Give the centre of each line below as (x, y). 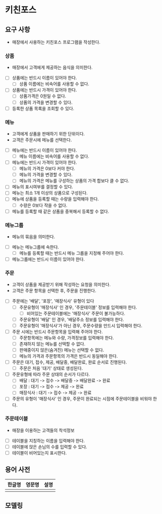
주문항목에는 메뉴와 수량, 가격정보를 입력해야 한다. (66, 338)
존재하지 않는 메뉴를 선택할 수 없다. (52, 343)
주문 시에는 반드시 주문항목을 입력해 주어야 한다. (57, 331)
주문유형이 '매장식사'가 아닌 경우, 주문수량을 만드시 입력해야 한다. (81, 325)
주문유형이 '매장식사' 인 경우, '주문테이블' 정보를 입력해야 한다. (78, 307)
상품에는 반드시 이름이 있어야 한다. (44, 78)
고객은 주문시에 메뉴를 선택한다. (42, 140)
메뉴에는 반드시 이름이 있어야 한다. (44, 150)
